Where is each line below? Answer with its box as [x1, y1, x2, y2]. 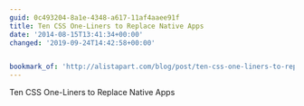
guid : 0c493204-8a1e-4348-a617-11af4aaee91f [9, 13, 180, 22]
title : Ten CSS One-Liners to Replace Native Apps [9, 22, 204, 31]
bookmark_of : [9, 62, 59, 72]
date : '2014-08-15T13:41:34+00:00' [9, 30, 144, 39]
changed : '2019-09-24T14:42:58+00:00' [9, 38, 156, 48]
